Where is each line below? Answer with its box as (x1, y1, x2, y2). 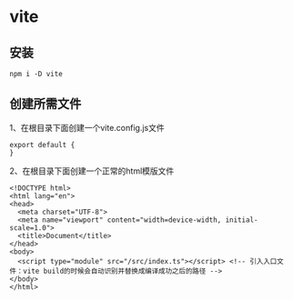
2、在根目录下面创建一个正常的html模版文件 (9, 165, 175, 176)
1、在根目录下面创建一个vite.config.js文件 (9, 122, 166, 133)
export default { (9, 140, 76, 149)
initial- (225, 215, 258, 225)
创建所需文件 (9, 96, 82, 112)
